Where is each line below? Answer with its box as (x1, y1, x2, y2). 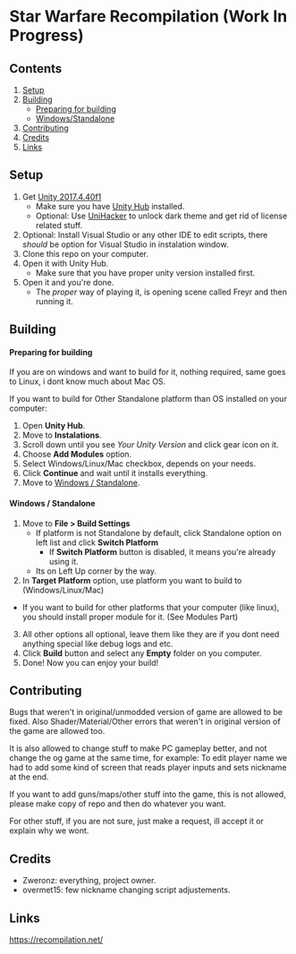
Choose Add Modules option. (21, 449, 132, 460)
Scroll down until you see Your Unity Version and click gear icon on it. (21, 439, 279, 450)
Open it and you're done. (21, 277, 114, 287)
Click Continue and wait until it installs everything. (21, 468, 208, 479)
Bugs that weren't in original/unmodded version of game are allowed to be (9, 707, 283, 718)
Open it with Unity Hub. (21, 258, 109, 268)
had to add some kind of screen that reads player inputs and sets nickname (9, 762, 287, 773)
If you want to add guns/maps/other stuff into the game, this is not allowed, (9, 789, 286, 800)
